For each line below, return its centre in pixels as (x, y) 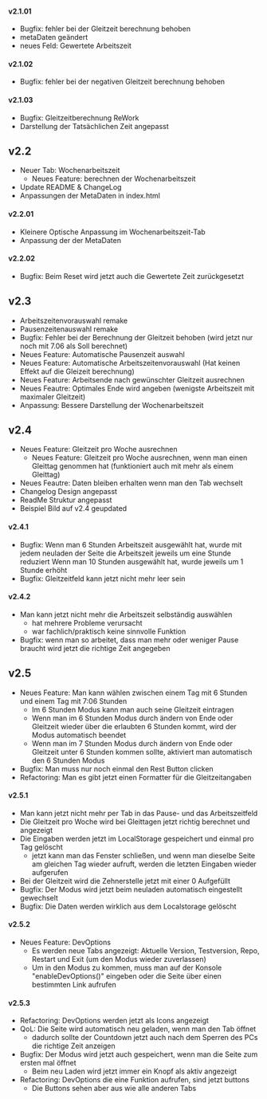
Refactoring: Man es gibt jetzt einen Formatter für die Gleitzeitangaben (136, 777)
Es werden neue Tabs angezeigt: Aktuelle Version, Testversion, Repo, (145, 951)
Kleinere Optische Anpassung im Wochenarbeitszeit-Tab (112, 232)
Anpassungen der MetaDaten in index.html (90, 196)
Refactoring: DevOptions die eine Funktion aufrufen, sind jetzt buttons (134, 1080)
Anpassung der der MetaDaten (71, 240)
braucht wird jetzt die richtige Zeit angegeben (95, 648)
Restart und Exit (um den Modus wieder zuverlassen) (119, 960)
